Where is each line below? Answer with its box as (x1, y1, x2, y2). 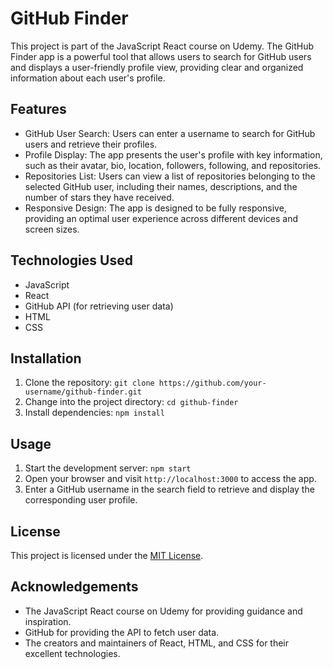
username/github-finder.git (24, 387, 142, 397)
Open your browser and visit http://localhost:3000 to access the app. (24, 473, 317, 485)
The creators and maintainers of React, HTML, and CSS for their (24, 637, 290, 649)
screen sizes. (24, 223, 80, 235)
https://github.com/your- (158, 378, 267, 389)
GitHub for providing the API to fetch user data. (24, 626, 220, 638)
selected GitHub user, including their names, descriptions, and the (24, 180, 298, 192)
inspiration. (24, 615, 72, 627)
